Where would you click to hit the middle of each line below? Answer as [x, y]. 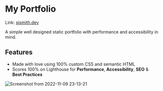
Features [19, 52]
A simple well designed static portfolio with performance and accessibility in [82, 32]
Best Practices [27, 74]
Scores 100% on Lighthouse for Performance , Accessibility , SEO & [80, 69]
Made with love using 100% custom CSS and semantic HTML [74, 64]
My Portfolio [31, 9]
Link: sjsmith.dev [22, 22]
